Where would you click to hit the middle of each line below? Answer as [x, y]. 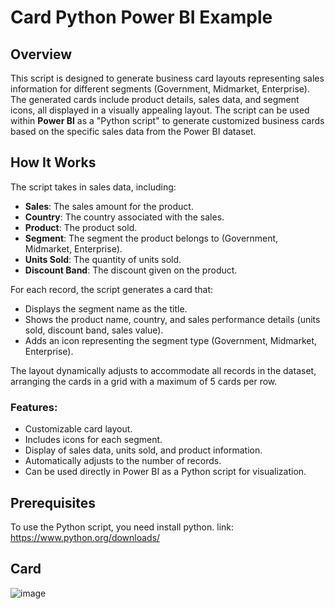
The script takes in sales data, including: [93, 187]
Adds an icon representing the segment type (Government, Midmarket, [171, 340]
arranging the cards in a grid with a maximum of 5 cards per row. [144, 381]
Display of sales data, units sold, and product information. [143, 450]
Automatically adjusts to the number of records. [123, 461]
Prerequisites [53, 502]
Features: [34, 407]
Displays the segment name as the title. [106, 308]
